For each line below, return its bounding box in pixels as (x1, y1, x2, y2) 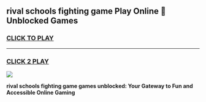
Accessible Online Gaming (6, 89, 75, 96)
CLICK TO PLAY (6, 34, 54, 43)
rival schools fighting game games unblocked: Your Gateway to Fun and (6, 82, 193, 89)
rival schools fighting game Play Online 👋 (6, 6, 167, 16)
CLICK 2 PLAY (6, 57, 49, 65)
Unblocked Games (6, 16, 78, 26)
